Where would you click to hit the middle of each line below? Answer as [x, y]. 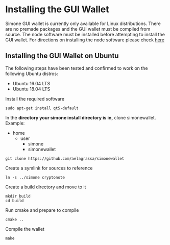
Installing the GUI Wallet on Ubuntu [62, 56]
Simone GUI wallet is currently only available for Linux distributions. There [83, 23]
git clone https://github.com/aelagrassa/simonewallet [65, 158]
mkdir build [18, 196]
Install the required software [35, 99]
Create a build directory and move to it [46, 187]
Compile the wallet [25, 229]
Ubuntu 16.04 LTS [31, 83]
